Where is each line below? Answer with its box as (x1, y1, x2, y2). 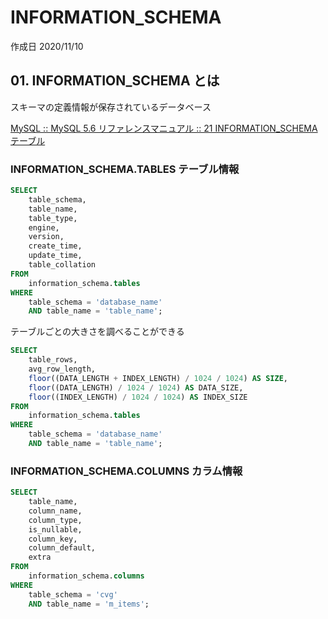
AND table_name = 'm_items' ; (28, 599, 150, 609)
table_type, (28, 213, 78, 223)
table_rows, (28, 355, 78, 365)
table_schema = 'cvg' (28, 589, 118, 600)
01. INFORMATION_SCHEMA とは (10, 72, 220, 90)
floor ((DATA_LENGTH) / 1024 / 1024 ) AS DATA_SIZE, (28, 382, 244, 393)
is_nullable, (28, 524, 83, 535)
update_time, (28, 251, 83, 261)
